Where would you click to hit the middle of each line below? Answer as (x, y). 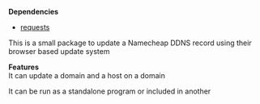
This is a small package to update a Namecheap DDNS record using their (130, 43)
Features (23, 67)
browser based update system (59, 51)
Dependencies (34, 12)
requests (35, 27)
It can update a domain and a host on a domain (87, 75)
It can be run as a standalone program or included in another (110, 91)
